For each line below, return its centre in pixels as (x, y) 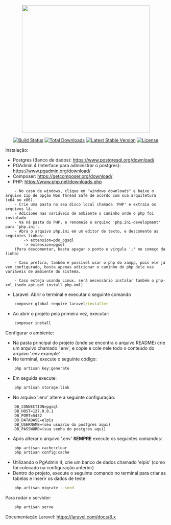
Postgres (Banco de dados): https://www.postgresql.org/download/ (83, 160)
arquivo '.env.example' (36, 353)
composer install (33, 323)
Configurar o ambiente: (30, 333)
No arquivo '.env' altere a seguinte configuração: (64, 397)
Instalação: (17, 150)
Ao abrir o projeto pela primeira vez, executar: (61, 313)
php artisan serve (34, 507)
